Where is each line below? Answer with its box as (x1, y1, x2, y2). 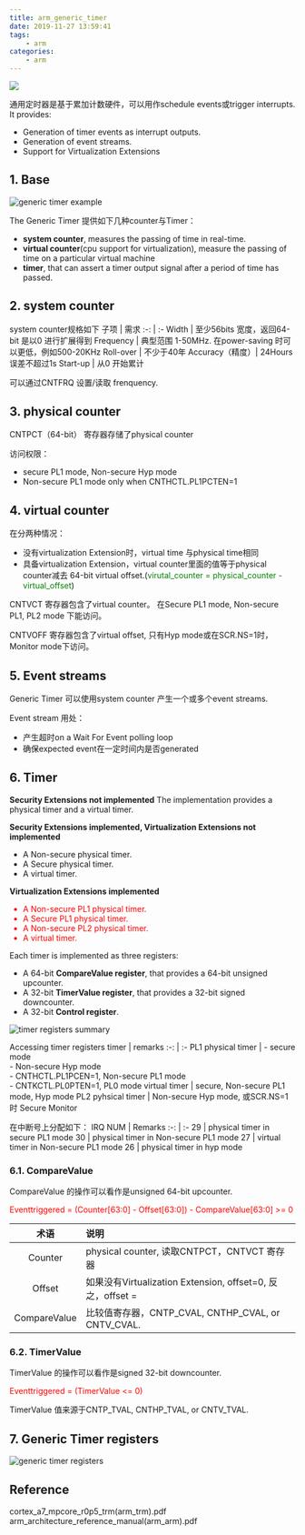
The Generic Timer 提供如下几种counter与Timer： (9, 215, 197, 226)
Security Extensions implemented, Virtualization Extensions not (9, 821, 257, 832)
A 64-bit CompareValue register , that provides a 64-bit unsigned (22, 968, 268, 978)
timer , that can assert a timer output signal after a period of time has (22, 262, 280, 273)
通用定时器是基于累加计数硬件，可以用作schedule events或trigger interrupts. (9, 99, 296, 109)
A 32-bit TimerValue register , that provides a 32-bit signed (22, 987, 246, 998)
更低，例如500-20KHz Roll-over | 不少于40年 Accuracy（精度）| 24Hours (16, 346, 293, 357)
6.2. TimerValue (9, 1346, 82, 1359)
